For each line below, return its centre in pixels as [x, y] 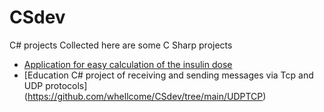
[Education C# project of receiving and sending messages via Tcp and [168, 75]
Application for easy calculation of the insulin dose [128, 64]
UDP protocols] [55, 85]
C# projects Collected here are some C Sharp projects [121, 45]
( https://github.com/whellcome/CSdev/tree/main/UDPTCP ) [145, 96]
